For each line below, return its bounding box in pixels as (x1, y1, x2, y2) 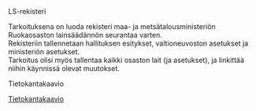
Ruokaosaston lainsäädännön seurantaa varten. (8, 31, 163, 39)
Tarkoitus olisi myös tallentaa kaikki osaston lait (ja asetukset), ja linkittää (8, 55, 245, 65)
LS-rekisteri (8, 7, 46, 16)
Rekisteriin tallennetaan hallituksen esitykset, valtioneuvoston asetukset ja (8, 39, 249, 48)
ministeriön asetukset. (8, 47, 80, 56)
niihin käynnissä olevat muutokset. (8, 64, 121, 73)
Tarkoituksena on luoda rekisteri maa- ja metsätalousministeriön (8, 22, 217, 31)
